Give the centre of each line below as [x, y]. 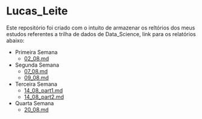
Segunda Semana [37, 65]
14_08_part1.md [43, 90]
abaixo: [15, 40]
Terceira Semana [36, 84]
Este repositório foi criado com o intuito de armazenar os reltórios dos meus [101, 28]
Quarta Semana [34, 103]
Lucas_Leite [37, 11]
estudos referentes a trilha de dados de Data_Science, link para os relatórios [101, 34]
